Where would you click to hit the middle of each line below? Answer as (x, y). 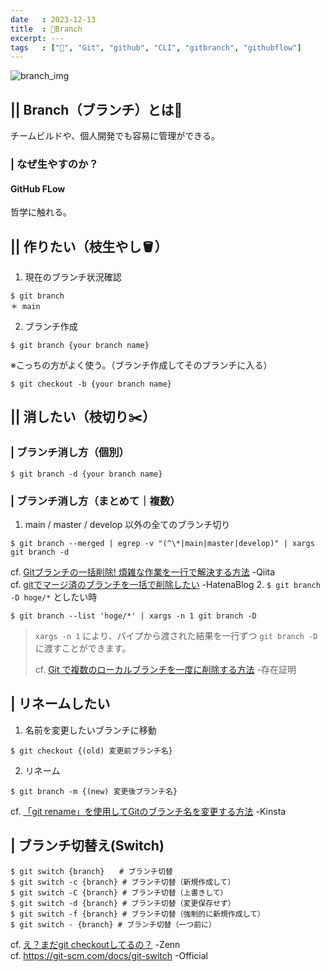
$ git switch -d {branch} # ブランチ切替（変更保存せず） (123, 903)
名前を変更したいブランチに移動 (90, 730)
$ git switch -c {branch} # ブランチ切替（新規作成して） (123, 882)
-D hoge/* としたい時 (54, 597)
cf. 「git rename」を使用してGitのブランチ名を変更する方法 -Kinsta (148, 811)
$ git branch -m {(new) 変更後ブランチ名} (94, 791)
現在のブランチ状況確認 (73, 277)
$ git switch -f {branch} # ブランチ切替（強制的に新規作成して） (137, 914)
